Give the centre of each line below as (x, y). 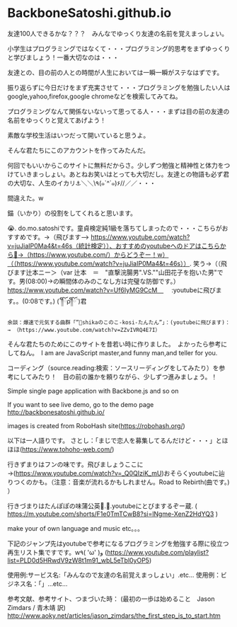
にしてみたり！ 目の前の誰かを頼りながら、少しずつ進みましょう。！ (115, 376)
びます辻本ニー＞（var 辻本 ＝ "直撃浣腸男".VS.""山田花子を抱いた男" (112, 272)
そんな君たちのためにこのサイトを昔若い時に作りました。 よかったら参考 (114, 344)
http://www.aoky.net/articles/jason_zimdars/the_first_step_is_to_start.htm (114, 615)
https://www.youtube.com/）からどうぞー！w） (99, 254)
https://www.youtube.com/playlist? (158, 552)
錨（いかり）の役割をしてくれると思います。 (72, 213)
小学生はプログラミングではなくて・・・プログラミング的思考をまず (106, 48)
